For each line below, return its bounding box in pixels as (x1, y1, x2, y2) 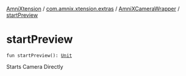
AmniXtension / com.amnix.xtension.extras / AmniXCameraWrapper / (6, 5, 180, 12)
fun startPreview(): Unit (6, 52, 72, 59)
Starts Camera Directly (6, 63, 63, 70)
